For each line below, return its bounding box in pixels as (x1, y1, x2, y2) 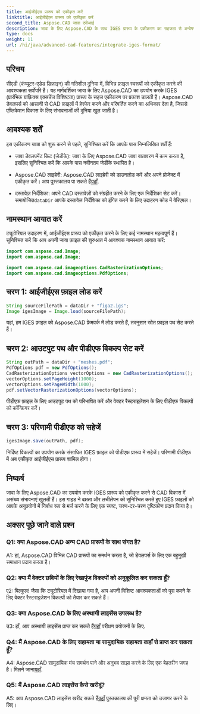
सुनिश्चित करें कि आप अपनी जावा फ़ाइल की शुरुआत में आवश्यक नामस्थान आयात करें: (6, 236, 165, 244)
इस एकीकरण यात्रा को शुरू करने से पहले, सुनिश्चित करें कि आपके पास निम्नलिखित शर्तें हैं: (6, 140, 173, 147)
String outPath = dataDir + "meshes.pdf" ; (6, 359, 113, 365)
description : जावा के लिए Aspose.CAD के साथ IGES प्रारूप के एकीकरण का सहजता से (6, 25, 182, 32)
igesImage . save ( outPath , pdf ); (6, 438, 84, 444)
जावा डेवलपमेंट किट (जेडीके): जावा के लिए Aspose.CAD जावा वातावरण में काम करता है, (14, 152, 185, 159)
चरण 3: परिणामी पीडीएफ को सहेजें (6, 422, 101, 432)
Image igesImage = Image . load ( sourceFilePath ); (6, 308, 127, 314)
